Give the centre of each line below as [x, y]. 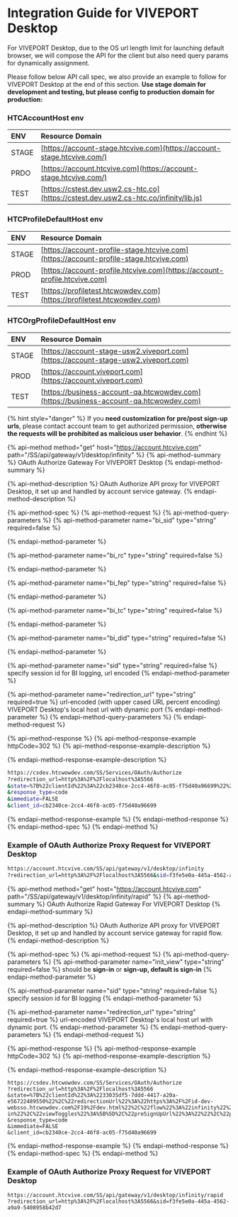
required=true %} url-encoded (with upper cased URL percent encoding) [114, 702]
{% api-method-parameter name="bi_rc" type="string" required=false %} [115, 555]
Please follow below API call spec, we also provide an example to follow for [117, 77]
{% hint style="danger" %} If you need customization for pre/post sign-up [118, 418]
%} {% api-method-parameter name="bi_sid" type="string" [129, 520]
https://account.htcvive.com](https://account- [121, 168]
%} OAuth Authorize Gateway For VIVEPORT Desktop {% [90, 462]
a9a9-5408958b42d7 [34, 1208]
